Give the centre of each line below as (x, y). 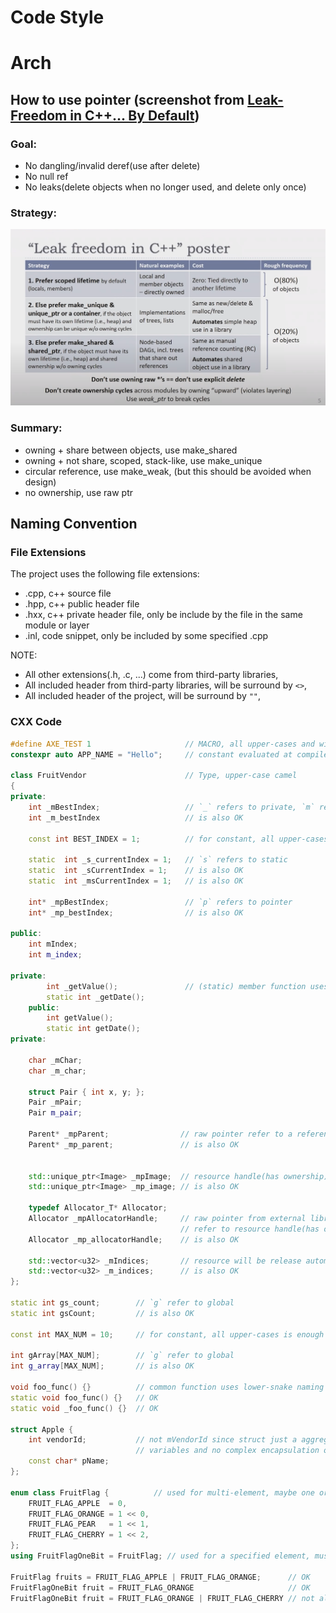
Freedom (39, 115)
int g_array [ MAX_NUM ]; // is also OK (102, 1366)
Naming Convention (74, 524)
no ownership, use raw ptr (79, 492)
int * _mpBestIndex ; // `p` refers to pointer (160, 902)
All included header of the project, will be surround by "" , (143, 696)
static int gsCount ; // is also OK (102, 1313)
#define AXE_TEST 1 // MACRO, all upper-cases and (162, 744)
